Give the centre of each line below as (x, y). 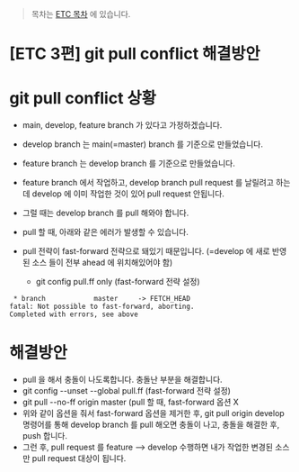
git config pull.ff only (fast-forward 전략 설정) (118, 282)
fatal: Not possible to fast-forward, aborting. (102, 307)
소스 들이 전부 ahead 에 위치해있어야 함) (102, 263)
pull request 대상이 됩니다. (79, 458)
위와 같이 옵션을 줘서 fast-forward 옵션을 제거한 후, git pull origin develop (153, 413)
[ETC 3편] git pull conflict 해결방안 (135, 54)
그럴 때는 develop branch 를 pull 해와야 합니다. (106, 213)
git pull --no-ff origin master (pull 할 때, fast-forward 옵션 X (131, 402)
